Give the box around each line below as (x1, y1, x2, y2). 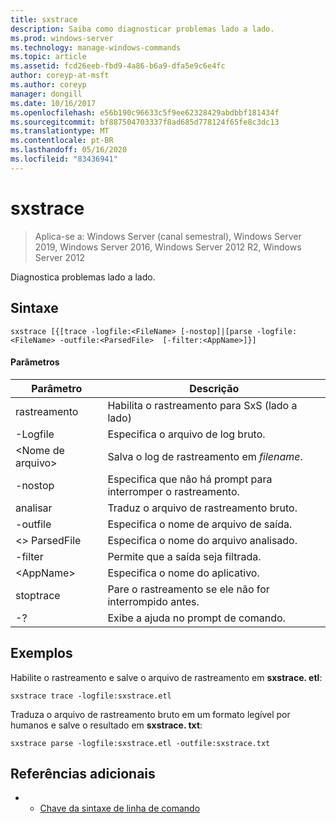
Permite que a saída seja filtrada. (107, 549, 262, 563)
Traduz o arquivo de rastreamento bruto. (107, 501, 298, 515)
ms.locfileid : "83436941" (10, 154, 118, 164)
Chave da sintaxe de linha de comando (39, 802, 201, 815)
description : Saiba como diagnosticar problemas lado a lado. (10, 24, 275, 34)
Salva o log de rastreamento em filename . (107, 449, 303, 463)
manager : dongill (10, 89, 83, 99)
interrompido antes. (107, 594, 200, 608)
